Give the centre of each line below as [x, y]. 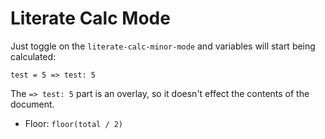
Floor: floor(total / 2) [74, 123]
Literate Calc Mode [90, 18]
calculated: [33, 56]
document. [32, 104]
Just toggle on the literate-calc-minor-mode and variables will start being [163, 46]
